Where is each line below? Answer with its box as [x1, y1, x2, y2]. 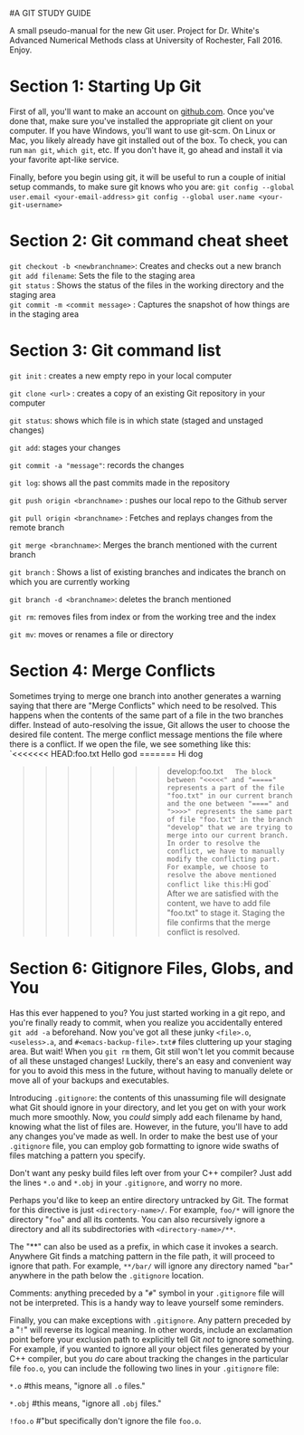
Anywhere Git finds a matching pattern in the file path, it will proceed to [9, 1250, 276, 1261]
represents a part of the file [166, 783, 285, 792]
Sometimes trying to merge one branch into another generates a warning [9, 690, 282, 701]
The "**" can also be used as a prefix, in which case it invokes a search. [9, 1240, 279, 1252]
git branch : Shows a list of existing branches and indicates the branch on [9, 566, 287, 578]
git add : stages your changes [9, 442, 121, 453]
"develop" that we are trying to [166, 823, 293, 832]
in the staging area [9, 308, 80, 320]
